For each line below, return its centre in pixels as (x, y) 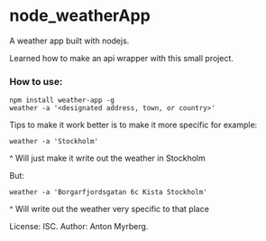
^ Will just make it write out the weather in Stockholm (107, 158)
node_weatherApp (80, 16)
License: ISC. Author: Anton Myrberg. (79, 227)
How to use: (36, 81)
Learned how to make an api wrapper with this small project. (122, 58)
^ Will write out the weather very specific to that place (110, 209)
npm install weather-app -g (62, 100)
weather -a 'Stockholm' (54, 142)
